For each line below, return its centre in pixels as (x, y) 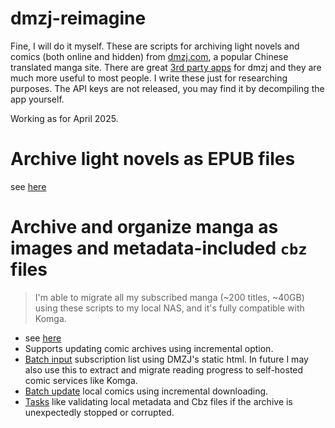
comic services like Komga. (81, 380)
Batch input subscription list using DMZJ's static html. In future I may (166, 359)
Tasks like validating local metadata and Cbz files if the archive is (158, 401)
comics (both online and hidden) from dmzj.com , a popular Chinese (149, 56)
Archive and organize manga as (144, 227)
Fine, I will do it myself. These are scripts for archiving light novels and (155, 46)
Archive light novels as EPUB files (153, 159)
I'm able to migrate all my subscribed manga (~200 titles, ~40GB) (169, 297)
